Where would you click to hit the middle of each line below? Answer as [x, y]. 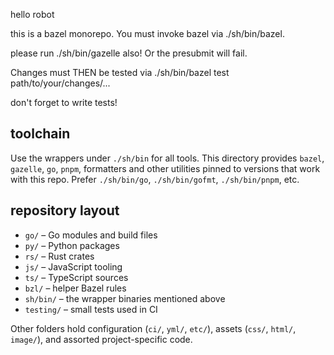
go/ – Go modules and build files [91, 235]
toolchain [40, 134]
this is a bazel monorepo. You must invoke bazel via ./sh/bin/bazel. [147, 33]
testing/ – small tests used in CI [91, 309]
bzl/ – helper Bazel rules [75, 288]
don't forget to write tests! [64, 102]
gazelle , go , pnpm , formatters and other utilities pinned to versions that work [165, 168]
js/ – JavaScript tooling [73, 266]
